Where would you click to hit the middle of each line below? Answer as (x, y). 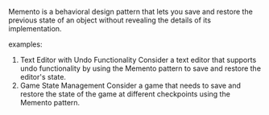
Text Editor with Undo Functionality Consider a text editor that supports (138, 60)
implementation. (35, 29)
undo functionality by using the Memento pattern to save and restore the (141, 68)
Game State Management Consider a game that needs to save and (130, 85)
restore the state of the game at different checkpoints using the (125, 94)
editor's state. (43, 77)
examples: (25, 44)
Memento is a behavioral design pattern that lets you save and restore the (131, 12)
